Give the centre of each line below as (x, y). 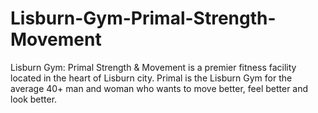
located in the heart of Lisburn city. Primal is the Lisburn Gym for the (151, 78)
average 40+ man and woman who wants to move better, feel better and (159, 88)
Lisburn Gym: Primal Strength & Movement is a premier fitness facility (153, 67)
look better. (34, 99)
